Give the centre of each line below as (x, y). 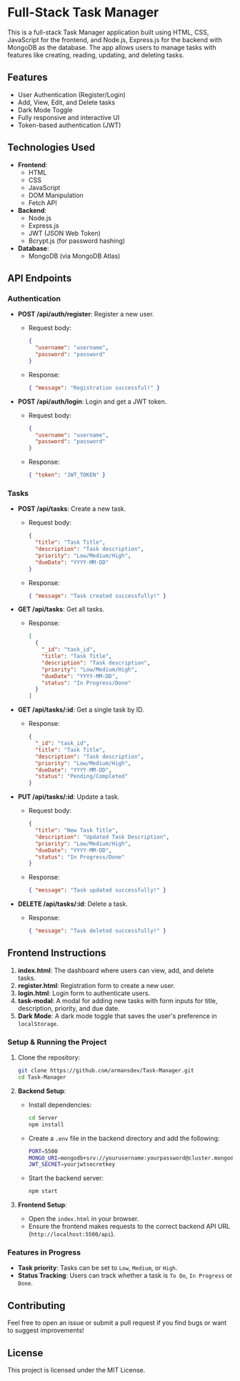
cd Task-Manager (42, 1077)
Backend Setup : (42, 1091)
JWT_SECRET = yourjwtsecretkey (72, 1165)
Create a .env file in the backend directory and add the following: (124, 1138)
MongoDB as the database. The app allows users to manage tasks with (112, 47)
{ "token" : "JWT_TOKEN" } (67, 475)
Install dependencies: (60, 1105)
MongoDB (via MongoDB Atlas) (74, 256)
